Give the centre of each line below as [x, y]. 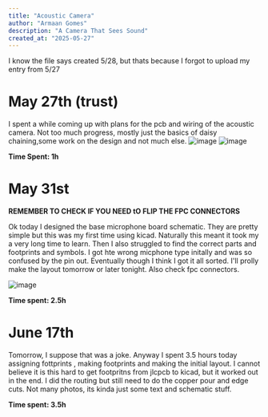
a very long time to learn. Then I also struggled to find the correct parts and [133, 244]
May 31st [39, 189]
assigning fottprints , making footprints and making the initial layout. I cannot [134, 364]
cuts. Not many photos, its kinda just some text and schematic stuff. [120, 389]
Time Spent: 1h [34, 156]
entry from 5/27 [34, 70]
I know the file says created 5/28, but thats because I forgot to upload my [129, 61]
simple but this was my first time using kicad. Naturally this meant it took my [134, 235]
